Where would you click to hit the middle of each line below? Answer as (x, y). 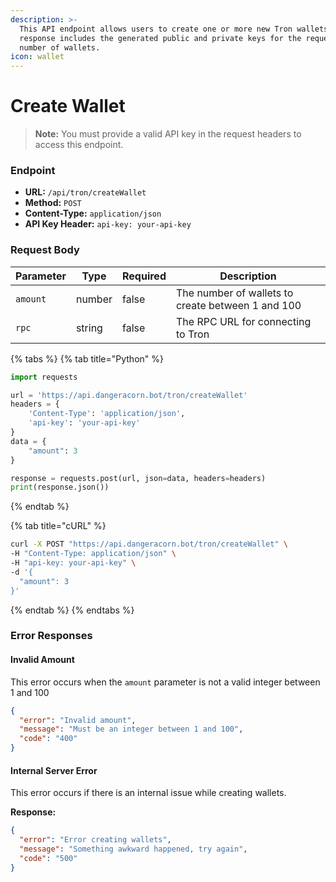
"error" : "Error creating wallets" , (95, 840)
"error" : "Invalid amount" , (78, 720)
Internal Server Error (54, 770)
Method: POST (53, 203)
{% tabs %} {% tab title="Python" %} (87, 358)
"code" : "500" (48, 858)
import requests (44, 377)
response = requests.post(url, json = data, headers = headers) (138, 478)
